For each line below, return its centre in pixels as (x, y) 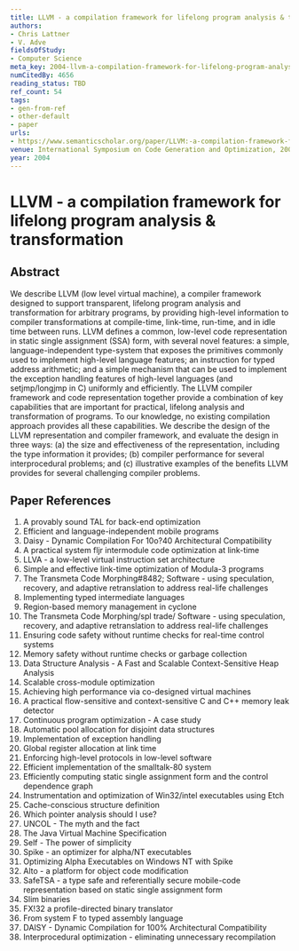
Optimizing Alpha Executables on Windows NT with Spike (128, 861)
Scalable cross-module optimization (89, 682)
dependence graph (58, 786)
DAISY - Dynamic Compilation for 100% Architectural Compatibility (145, 928)
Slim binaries (47, 899)
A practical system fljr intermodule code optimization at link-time (141, 551)
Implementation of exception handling (92, 739)
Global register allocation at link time (90, 749)
